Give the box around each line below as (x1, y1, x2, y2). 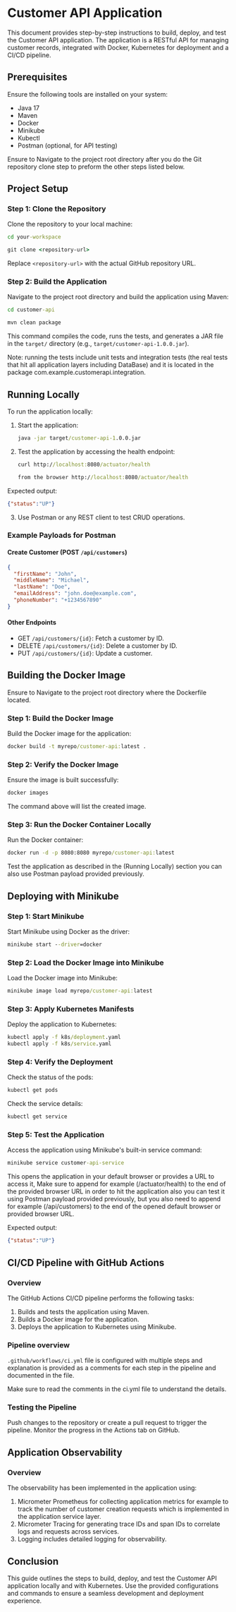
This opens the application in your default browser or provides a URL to (7, 1172, 215, 1181)
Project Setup (7, 183, 69, 195)
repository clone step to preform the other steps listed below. (7, 162, 185, 171)
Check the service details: (7, 1100, 83, 1108)
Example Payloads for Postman (7, 531, 116, 541)
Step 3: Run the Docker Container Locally (7, 820, 151, 830)
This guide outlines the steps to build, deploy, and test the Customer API (7, 1574, 217, 1582)
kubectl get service (7, 1113, 68, 1120)
